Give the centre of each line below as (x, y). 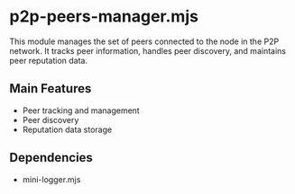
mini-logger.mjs (51, 179)
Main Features (51, 88)
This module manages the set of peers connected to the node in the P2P (144, 41)
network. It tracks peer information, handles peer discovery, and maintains (148, 50)
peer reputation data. (49, 60)
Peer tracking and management (81, 110)
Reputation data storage (67, 129)
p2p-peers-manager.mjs (104, 17)
